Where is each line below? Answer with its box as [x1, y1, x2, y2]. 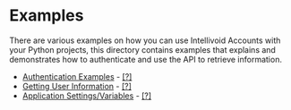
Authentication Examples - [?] [21, 71, 133, 81]
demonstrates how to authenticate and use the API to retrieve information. [9, 54, 282, 64]
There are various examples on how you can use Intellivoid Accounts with [9, 35, 281, 46]
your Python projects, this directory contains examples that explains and [9, 44, 276, 55]
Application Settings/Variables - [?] [21, 90, 152, 101]
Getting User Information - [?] [21, 80, 133, 91]
